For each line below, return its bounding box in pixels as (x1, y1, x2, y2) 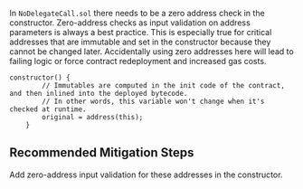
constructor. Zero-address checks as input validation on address (9, 17, 251, 28)
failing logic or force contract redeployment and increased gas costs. (9, 56, 267, 66)
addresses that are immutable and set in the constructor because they (9, 36, 271, 47)
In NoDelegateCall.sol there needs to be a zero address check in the (9, 8, 265, 18)
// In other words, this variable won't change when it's (42, 97, 265, 106)
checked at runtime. (9, 105, 88, 114)
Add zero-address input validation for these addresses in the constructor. (9, 169, 283, 180)
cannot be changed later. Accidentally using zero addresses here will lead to (9, 46, 294, 57)
